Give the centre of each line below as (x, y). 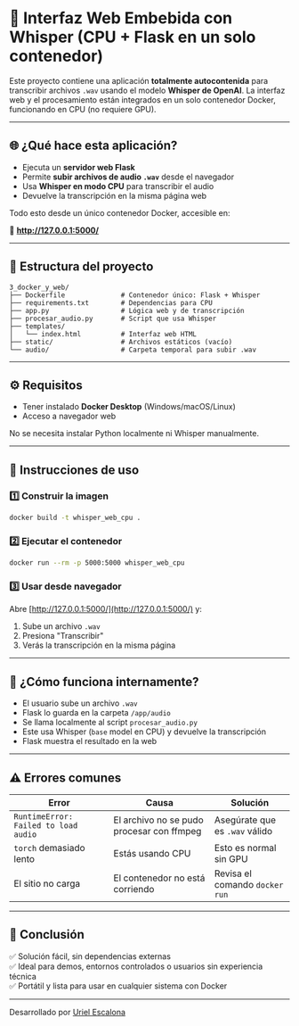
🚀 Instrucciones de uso (74, 470)
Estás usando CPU (152, 854)
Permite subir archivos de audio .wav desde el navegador (128, 177)
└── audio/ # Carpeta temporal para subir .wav (133, 350)
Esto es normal (245, 848)
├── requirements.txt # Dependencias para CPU (111, 302)
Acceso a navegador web (69, 416)
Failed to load (46, 826)
